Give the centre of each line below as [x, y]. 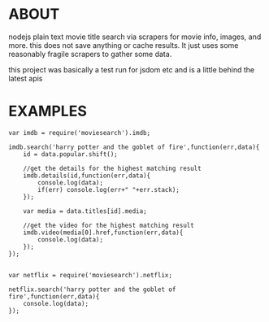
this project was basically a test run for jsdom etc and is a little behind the [132, 69]
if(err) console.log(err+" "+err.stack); [109, 189]
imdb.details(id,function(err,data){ [87, 176]
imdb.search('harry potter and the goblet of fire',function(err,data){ [134, 147]
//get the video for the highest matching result [109, 225]
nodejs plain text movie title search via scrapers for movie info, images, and [135, 37]
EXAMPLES [48, 111]
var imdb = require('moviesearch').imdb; [80, 133]
